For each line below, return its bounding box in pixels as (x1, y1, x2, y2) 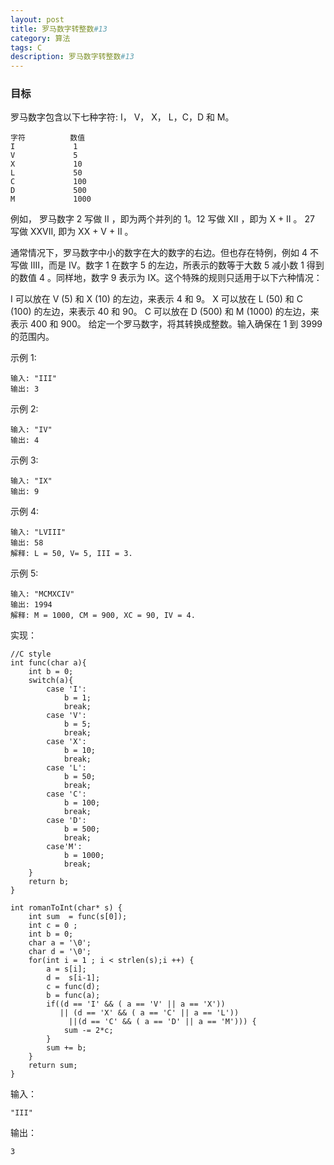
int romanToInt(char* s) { (10, 903, 123, 913)
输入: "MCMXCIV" (10, 589, 75, 600)
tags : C (10, 42, 43, 53)
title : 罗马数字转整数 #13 (10, 24, 108, 34)
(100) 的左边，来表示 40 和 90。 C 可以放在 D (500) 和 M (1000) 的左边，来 (10, 306, 320, 318)
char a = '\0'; (28, 938, 92, 948)
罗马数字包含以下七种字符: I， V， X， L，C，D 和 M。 (10, 111, 235, 123)
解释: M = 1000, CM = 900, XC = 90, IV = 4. (10, 611, 196, 621)
